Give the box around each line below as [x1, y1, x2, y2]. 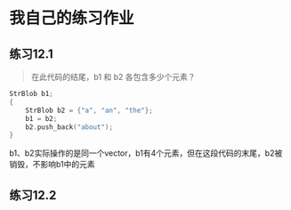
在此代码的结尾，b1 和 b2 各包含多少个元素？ [30, 72, 196, 82]
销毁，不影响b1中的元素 [9, 159, 95, 170]
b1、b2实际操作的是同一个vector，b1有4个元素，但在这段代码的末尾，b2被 [9, 148, 283, 158]
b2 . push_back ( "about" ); [25, 122, 114, 132]
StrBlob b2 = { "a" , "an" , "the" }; [25, 106, 153, 115]
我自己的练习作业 [9, 8, 135, 28]
